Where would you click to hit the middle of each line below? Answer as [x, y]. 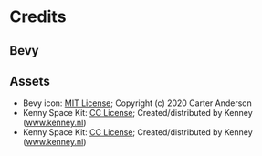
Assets [30, 81]
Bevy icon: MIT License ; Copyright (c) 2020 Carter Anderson [137, 103]
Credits [38, 17]
